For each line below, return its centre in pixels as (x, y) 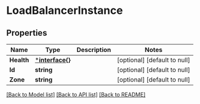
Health (19, 60)
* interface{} (53, 60)
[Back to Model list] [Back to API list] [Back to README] (76, 95)
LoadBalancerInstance (65, 11)
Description (94, 50)
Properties (27, 33)
